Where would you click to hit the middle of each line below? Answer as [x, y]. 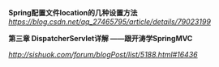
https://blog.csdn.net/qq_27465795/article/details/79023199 [109, 22]
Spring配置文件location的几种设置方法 [73, 13]
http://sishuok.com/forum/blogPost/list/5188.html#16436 [103, 54]
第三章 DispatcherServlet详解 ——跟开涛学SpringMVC [101, 38]
